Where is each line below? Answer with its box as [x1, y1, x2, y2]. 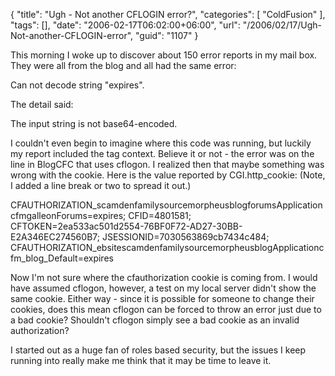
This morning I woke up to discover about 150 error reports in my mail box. [10, 49, 318, 61]
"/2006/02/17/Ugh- [242, 19, 323, 31]
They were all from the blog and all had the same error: [10, 60, 237, 71]
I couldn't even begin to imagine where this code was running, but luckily [10, 137, 312, 149]
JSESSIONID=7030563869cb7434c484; [101, 231, 270, 243]
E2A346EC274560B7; [10, 231, 100, 243]
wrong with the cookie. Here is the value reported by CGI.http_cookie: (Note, [10, 169, 326, 181]
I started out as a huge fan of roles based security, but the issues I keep [10, 344, 307, 356]
